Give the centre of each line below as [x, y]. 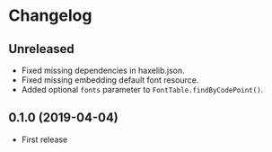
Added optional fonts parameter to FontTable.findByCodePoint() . [142, 89]
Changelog [50, 16]
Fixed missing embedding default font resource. [110, 80]
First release [44, 139]
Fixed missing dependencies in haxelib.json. [103, 70]
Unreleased [42, 49]
